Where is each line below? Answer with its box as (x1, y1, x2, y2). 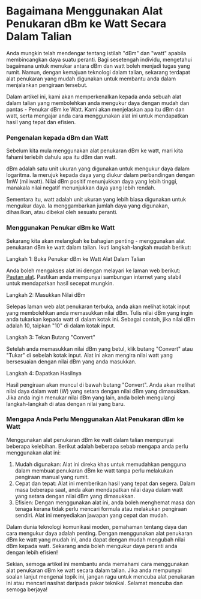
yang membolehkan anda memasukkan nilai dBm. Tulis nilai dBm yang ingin (6, 309, 193, 316)
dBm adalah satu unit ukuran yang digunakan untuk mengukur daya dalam (6, 165, 190, 172)
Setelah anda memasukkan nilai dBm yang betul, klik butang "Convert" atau (6, 345, 193, 352)
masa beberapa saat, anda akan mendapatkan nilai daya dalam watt (14, 486, 183, 493)
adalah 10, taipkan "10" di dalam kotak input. (6, 322, 116, 329)
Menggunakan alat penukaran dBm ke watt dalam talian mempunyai (6, 436, 174, 443)
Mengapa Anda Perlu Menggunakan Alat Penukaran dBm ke (6, 415, 184, 423)
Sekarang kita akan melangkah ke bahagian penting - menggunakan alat (6, 237, 185, 244)
